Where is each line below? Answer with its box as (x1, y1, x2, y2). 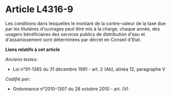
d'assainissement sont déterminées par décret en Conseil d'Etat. (5, 37, 141, 43)
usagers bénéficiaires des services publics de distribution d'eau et (5, 31, 145, 37)
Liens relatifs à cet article (5, 46, 60, 52)
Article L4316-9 (5, 4, 74, 15)
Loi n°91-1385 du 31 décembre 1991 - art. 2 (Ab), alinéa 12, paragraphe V (12, 66, 166, 72)
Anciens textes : (5, 56, 38, 62)
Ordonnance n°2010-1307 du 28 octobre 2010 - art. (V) (12, 85, 129, 92)
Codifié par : (5, 76, 31, 82)
